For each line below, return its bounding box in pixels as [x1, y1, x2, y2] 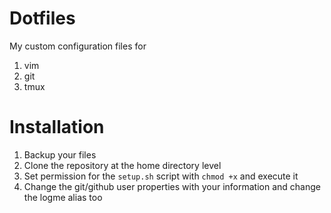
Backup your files [23, 148, 97, 161]
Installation [9, 116, 105, 139]
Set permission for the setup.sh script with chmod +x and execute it [23, 170, 299, 182]
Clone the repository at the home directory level [23, 159, 222, 171]
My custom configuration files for [9, 40, 147, 52]
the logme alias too [23, 191, 103, 203]
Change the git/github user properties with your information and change [23, 180, 321, 192]
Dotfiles [9, 7, 76, 30]
